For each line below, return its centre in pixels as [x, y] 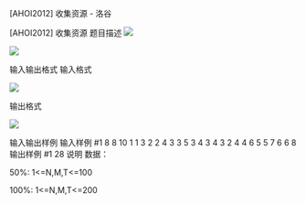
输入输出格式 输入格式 [51, 70]
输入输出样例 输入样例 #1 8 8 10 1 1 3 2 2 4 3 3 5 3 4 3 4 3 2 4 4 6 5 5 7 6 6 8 [153, 143]
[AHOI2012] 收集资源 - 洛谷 [61, 13]
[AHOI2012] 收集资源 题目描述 [66, 33]
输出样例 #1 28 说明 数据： [59, 154]
